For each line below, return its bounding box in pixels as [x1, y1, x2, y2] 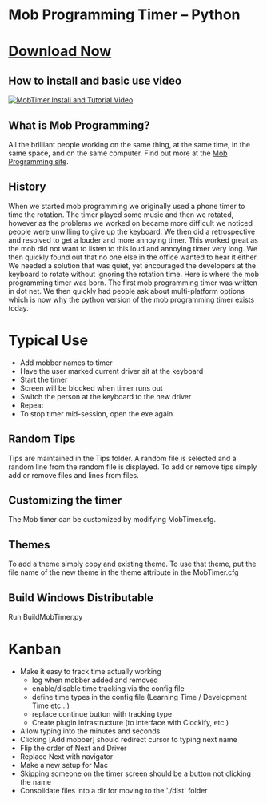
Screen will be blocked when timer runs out [19, 383, 164, 393]
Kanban [8, 640, 62, 658]
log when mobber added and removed [31, 675, 158, 685]
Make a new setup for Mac [19, 760, 108, 769]
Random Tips [8, 432, 76, 446]
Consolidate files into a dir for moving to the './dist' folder [19, 785, 208, 795]
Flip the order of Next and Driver [19, 743, 127, 753]
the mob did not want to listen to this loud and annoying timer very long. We [8, 243, 258, 253]
